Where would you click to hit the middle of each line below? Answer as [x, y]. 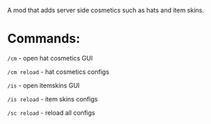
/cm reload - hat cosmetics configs [58, 72]
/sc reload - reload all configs [51, 113]
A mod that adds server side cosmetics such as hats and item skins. [106, 10]
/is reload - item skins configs [53, 99]
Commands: [44, 39]
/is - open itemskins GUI [44, 85]
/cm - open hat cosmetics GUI [50, 58]
